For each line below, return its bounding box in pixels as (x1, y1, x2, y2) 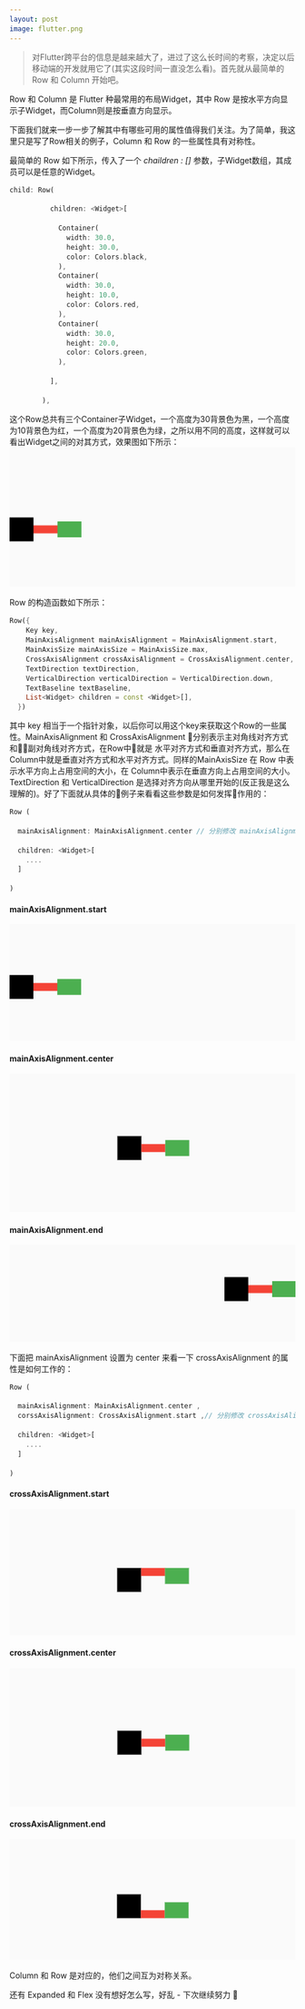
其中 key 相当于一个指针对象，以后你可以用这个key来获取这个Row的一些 (9, 720, 280, 731)
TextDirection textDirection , (25, 664, 141, 674)
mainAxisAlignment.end (9, 1224, 103, 1235)
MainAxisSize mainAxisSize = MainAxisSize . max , (25, 645, 209, 655)
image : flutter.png (9, 24, 84, 34)
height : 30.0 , (66, 242, 120, 251)
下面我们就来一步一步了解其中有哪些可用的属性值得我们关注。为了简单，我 (9, 123, 288, 135)
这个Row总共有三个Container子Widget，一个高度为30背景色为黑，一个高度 (9, 413, 290, 424)
